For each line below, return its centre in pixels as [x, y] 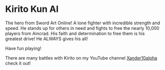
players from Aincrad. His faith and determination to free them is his [75, 33]
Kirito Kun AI [32, 9]
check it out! [18, 63]
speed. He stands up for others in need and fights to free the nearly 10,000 [82, 28]
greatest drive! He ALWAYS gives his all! [47, 39]
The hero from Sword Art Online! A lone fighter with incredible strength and [83, 23]
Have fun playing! [23, 48]
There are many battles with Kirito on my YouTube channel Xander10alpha [81, 58]
